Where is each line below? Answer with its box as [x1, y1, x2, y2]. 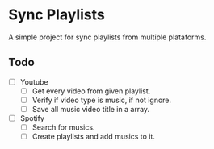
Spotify [19, 114, 44, 122]
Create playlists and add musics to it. [31, 131, 156, 142]
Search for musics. [31, 122, 95, 132]
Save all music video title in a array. [31, 104, 150, 114]
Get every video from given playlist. [31, 86, 151, 96]
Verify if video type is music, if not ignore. [31, 95, 172, 105]
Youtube [19, 77, 48, 86]
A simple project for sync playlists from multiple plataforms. [8, 32, 207, 42]
